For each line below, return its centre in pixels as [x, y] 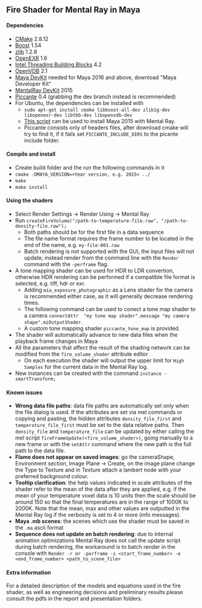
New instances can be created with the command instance [88, 373]
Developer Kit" [33, 83]
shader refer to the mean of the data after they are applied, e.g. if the [101, 489]
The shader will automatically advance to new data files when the [96, 335]
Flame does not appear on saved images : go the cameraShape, [95, 457]
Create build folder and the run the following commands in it [90, 167]
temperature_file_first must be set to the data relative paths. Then [99, 425]
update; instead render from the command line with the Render [101, 258]
